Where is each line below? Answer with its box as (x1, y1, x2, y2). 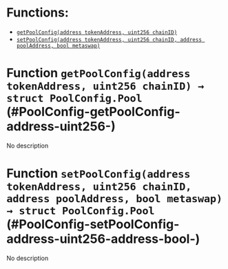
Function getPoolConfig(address (6, 66, 191, 81)
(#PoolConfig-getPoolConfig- (6, 104, 180, 120)
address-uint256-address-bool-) (6, 231, 200, 247)
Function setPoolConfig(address (6, 166, 191, 181)
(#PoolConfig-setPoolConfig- (6, 217, 180, 232)
